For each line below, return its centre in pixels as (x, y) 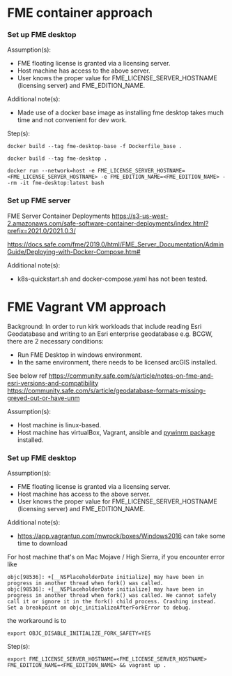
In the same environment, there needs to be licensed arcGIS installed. (117, 362)
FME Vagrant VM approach (87, 307)
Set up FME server (39, 200)
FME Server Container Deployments (59, 216)
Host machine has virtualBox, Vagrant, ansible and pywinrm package (116, 432)
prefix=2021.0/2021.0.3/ (42, 230)
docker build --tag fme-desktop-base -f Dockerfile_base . (95, 147)
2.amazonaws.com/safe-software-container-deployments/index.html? (108, 223)
